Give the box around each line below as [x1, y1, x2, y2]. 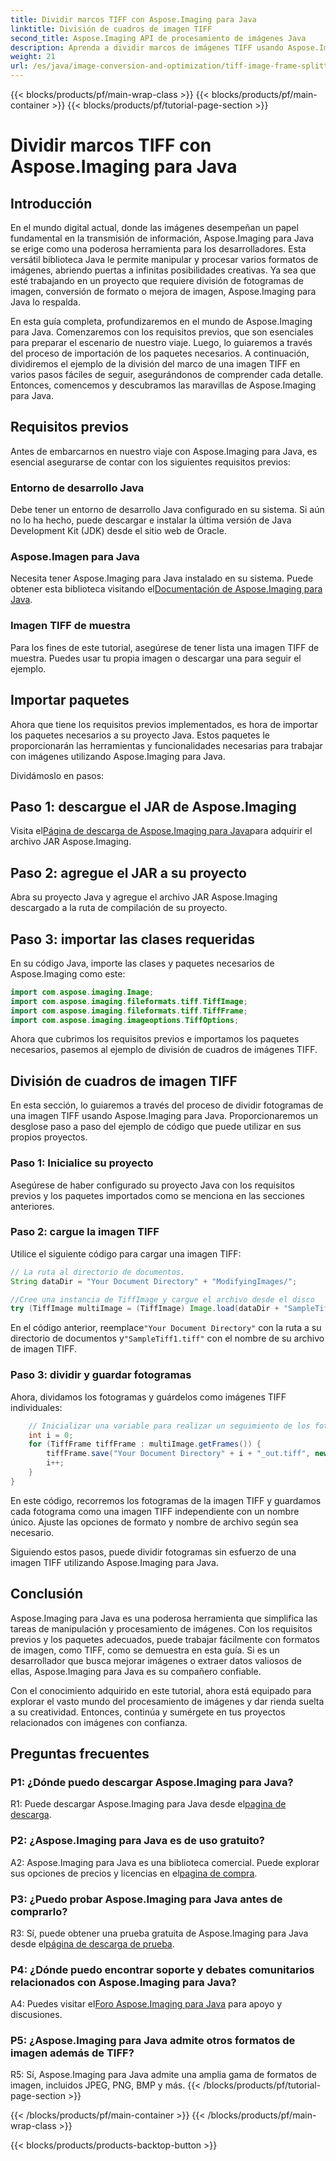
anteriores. [10, 1200, 55, 1212]
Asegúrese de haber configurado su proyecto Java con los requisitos [10, 1179, 295, 1191]
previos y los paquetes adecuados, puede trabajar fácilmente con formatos [10, 1633, 320, 1645]
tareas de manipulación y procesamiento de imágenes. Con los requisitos [10, 1622, 313, 1635]
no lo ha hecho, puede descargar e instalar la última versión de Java [10, 514, 292, 526]
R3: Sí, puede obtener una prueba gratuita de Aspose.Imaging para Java [10, 1927, 309, 1939]
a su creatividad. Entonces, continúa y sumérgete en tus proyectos [10, 1706, 286, 1718]
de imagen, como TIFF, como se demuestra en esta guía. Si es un [10, 1644, 280, 1656]
